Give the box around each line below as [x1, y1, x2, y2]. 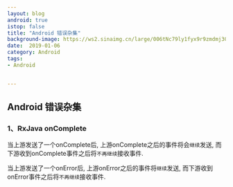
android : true [7, 17, 49, 24]
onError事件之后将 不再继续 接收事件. [7, 172, 106, 181]
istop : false [7, 23, 45, 30]
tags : [7, 55, 23, 62]
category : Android [7, 49, 60, 56]
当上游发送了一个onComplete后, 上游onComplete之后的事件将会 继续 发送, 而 [7, 141, 222, 149]
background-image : [7, 36, 60, 43]
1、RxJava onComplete [7, 123, 87, 133]
